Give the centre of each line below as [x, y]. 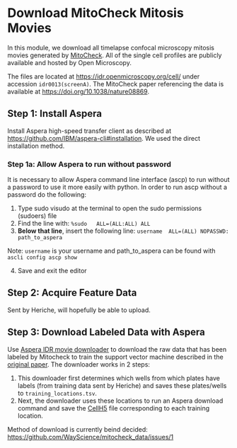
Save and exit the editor [52, 271]
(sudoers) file [37, 216]
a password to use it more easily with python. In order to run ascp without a [117, 187]
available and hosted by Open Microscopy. [70, 62]
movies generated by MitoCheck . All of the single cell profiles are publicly [115, 55]
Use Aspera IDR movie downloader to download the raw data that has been [117, 349]
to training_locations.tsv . [57, 393]
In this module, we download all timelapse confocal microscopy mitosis [111, 47]
